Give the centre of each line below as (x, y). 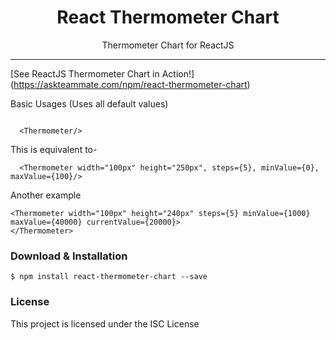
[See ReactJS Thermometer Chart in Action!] (102, 73)
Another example (46, 195)
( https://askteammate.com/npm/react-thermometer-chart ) (130, 84)
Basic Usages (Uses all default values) (89, 103)
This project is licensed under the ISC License (105, 323)
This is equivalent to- (54, 149)
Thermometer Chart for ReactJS (168, 45)
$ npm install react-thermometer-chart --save (109, 277)
